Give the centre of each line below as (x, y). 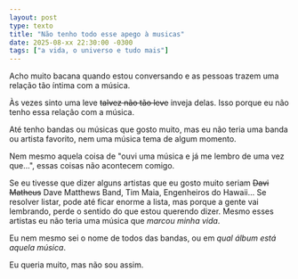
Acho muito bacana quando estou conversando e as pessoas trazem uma (144, 76)
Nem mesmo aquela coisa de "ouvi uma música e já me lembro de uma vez (147, 156)
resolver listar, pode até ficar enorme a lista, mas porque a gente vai (134, 202)
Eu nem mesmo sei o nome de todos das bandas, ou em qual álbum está (143, 238)
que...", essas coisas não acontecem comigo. (92, 166)
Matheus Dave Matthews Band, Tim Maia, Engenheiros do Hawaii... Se (138, 193)
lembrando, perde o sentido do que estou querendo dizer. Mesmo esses (141, 211)
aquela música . (38, 248)
